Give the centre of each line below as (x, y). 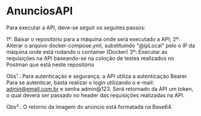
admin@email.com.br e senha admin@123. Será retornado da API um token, (100, 88)
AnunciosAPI (40, 11)
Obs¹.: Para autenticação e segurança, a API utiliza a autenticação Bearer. (97, 76)
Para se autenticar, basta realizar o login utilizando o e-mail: (80, 83)
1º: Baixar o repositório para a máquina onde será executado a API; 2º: (93, 39)
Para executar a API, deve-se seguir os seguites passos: (76, 28)
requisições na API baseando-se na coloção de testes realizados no (90, 58)
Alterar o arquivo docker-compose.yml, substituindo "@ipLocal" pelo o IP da (101, 45)
